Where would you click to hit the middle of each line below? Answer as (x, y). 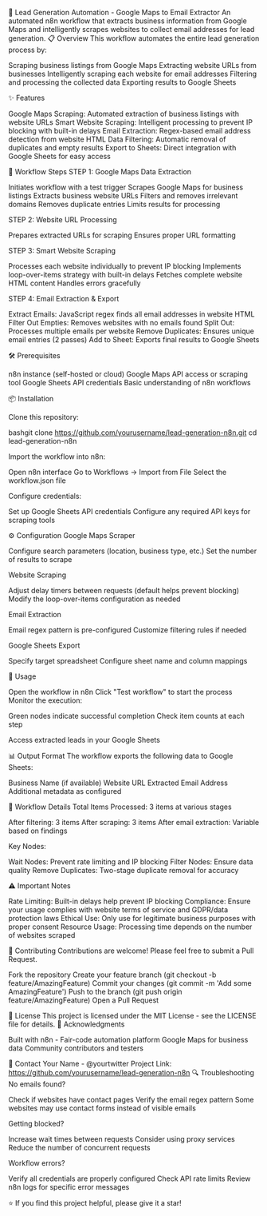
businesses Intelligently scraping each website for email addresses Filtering (133, 74)
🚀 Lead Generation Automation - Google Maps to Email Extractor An (120, 12)
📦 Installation (31, 399)
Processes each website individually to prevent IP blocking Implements (125, 266)
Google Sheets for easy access (60, 156)
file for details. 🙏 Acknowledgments (67, 1024)
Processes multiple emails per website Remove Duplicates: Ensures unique (132, 331)
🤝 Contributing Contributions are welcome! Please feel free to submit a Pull (131, 951)
